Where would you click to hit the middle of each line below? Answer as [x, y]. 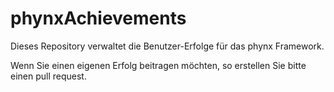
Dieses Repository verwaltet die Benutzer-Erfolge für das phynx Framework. [167, 46]
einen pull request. [48, 76]
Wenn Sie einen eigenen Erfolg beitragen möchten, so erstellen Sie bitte [158, 65]
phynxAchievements [98, 18]
